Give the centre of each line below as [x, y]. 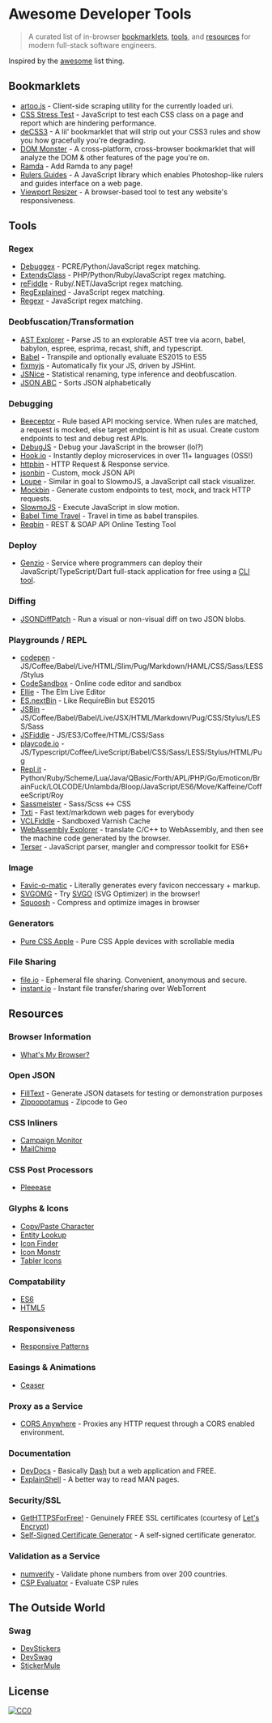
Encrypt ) [35, 1526]
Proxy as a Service [46, 1406]
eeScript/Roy [42, 795]
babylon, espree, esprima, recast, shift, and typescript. [112, 348]
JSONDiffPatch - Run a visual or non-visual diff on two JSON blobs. [133, 619]
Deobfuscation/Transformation [71, 322]
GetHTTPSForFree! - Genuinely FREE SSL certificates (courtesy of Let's [140, 1518]
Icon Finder [39, 1243]
